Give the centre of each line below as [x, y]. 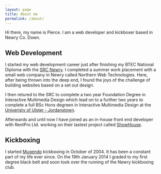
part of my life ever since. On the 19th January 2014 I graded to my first [76, 157]
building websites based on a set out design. [50, 85]
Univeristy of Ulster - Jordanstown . [40, 110]
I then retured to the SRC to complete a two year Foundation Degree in [75, 95]
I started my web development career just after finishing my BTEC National [80, 65]
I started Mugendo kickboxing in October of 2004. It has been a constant [78, 152]
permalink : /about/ [25, 18]
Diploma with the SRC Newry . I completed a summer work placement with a [80, 70]
